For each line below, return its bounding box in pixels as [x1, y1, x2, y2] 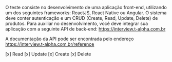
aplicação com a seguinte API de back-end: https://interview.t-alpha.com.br [5, 26, 166, 32]
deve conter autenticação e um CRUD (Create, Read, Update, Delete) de [5, 15, 158, 21]
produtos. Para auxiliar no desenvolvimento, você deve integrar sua [5, 20, 148, 26]
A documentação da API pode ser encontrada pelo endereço [5, 36, 134, 42]
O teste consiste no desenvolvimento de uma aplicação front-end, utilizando [5, 5, 167, 10]
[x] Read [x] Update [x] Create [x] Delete [5, 51, 91, 57]
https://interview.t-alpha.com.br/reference [5, 41, 94, 47]
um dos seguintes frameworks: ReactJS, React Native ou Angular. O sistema [5, 10, 167, 16]
